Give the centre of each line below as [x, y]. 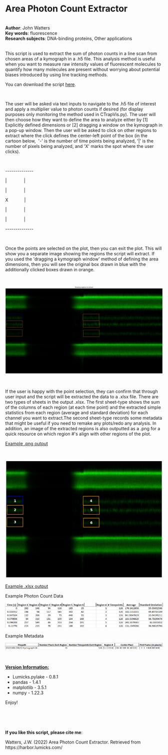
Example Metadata [24, 636]
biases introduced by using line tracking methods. [57, 74]
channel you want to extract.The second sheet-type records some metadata [84, 418]
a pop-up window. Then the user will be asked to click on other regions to [81, 130]
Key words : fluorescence [31, 33]
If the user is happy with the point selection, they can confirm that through [82, 391]
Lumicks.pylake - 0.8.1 [35, 677]
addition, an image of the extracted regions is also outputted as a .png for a [83, 429]
